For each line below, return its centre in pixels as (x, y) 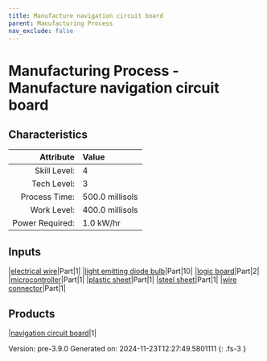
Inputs (25, 252)
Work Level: (52, 210)
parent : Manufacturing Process (61, 23)
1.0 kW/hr (101, 223)
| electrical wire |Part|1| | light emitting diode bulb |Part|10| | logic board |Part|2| (134, 272)
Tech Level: (53, 184)
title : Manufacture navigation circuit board (86, 16)
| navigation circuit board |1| (53, 333)
